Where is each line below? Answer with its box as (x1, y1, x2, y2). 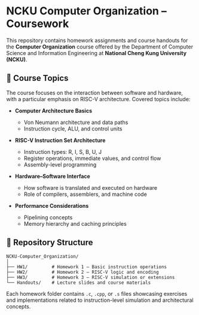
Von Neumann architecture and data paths (23, 119, 128, 126)
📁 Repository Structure (6, 238, 93, 248)
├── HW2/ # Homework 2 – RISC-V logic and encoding (6, 269, 160, 275)
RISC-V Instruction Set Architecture (14, 137, 106, 144)
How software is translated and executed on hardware (23, 184, 157, 191)
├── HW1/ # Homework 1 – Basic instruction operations (6, 263, 167, 270)
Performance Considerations (14, 202, 89, 209)
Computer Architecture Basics (14, 107, 93, 114)
